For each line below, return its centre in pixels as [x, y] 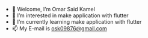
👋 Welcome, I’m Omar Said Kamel [53, 9]
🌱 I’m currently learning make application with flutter [77, 22]
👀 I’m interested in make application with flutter [70, 15]
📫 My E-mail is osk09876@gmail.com [59, 28]
